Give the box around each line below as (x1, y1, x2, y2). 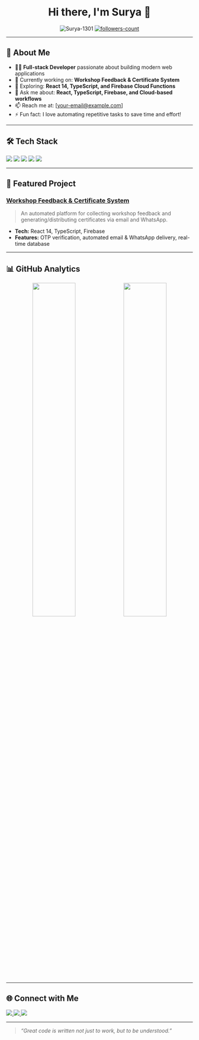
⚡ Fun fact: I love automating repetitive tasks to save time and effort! (14, 110, 182, 118)
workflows (14, 95, 42, 102)
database (27, 240, 50, 248)
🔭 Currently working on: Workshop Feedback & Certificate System (14, 76, 180, 83)
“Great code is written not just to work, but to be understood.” (20, 1027, 172, 1034)
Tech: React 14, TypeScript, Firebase (14, 228, 105, 235)
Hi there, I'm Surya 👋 (48, 5, 151, 19)
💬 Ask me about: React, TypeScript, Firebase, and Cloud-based (14, 88, 173, 96)
